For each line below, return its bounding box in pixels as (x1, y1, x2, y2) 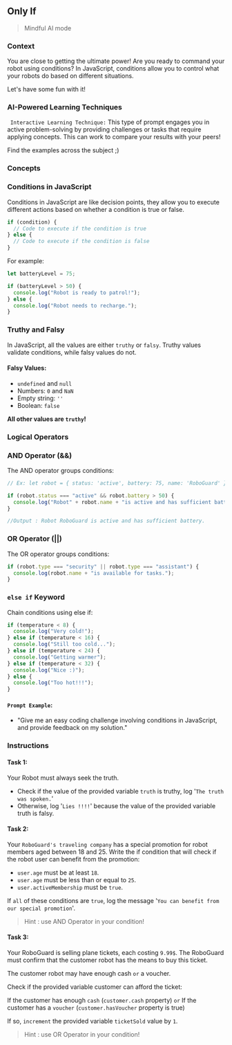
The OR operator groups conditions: (7, 550, 110, 558)
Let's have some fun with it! (7, 85, 86, 93)
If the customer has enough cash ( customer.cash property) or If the (7, 996, 197, 1004)
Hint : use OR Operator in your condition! (23, 1030, 140, 1038)
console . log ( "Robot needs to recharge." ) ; (13, 302, 137, 309)
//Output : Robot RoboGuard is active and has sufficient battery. (7, 517, 206, 525)
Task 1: (7, 758, 28, 766)
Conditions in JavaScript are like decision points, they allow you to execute (7, 197, 220, 206)
